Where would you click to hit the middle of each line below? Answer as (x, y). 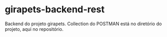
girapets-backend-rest (55, 10)
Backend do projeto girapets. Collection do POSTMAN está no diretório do (83, 24)
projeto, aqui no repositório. (34, 29)
